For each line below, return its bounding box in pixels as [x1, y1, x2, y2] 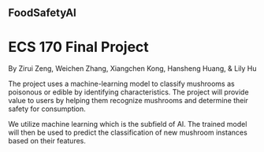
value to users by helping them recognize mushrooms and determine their [8, 96, 248, 106]
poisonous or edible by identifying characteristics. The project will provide [8, 87, 250, 97]
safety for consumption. [8, 104, 87, 113]
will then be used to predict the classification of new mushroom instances [8, 128, 248, 137]
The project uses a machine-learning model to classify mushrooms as [8, 79, 235, 89]
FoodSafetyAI [8, 6, 77, 20]
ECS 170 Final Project [8, 38, 150, 56]
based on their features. [8, 136, 87, 146]
